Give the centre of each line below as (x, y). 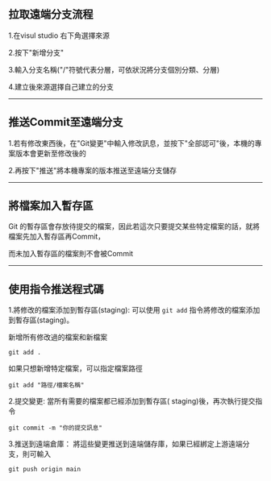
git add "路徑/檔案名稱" (46, 385)
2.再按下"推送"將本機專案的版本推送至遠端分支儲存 (93, 170)
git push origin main (45, 470)
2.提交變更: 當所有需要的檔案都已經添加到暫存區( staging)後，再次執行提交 (132, 401)
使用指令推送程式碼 (56, 289)
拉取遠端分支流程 (51, 15)
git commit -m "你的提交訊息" (55, 428)
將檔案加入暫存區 (51, 206)
